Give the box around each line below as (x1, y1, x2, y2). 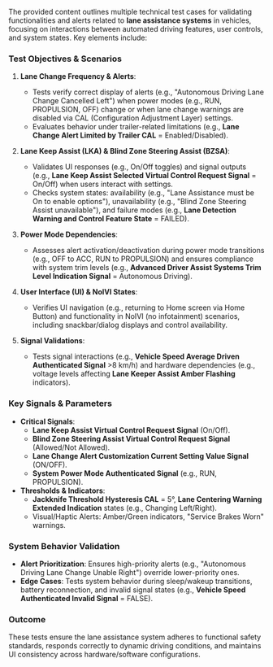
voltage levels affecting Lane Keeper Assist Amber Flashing (32, 369, 236, 379)
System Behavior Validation (8, 540, 120, 551)
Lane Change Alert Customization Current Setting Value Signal (32, 451, 249, 460)
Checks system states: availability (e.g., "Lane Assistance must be (32, 188, 254, 198)
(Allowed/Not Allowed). (32, 442, 110, 452)
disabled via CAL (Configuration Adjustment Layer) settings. (32, 113, 234, 123)
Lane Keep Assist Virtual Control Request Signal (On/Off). (32, 425, 231, 434)
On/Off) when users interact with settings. (32, 179, 173, 190)
